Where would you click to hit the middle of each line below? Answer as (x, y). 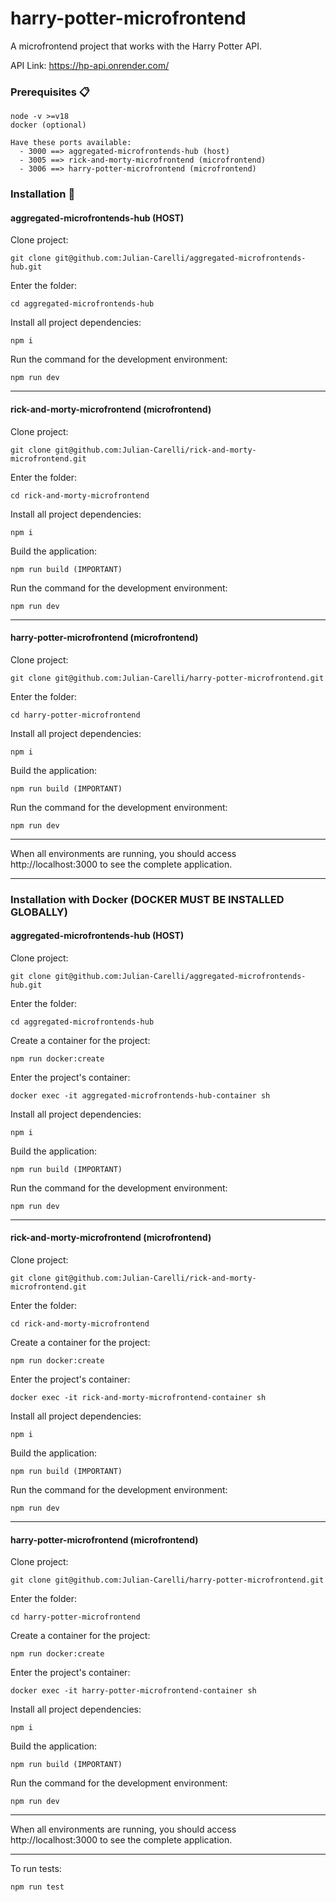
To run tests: (36, 1869)
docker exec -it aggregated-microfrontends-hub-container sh (140, 1095)
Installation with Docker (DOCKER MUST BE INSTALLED (147, 899)
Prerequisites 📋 (50, 92)
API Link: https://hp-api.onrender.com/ (90, 65)
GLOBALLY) (39, 912)
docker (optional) (48, 125)
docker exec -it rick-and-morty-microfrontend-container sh (138, 1398)
